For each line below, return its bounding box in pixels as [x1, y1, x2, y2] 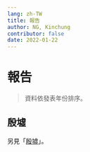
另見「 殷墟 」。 [7, 136, 48, 145]
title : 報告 [7, 17, 40, 24]
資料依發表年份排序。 [24, 94, 86, 103]
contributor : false [7, 30, 65, 37]
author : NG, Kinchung [7, 23, 71, 30]
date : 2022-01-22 [7, 37, 58, 44]
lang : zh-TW [7, 10, 42, 18]
